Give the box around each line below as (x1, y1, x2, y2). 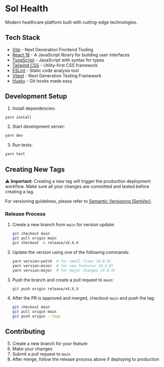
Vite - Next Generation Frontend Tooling (12, 46, 93, 52)
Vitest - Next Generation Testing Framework (12, 72, 102, 79)
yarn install (5, 115, 32, 120)
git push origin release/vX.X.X (12, 286, 79, 291)
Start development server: (12, 123, 65, 129)
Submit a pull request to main (12, 351, 71, 357)
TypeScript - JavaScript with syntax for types (12, 57, 105, 63)
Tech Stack (5, 33, 40, 42)
